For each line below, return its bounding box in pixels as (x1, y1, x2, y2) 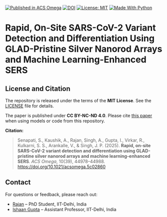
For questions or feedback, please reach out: (5, 191, 98, 197)
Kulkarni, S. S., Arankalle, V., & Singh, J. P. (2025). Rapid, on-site (17, 143, 151, 148)
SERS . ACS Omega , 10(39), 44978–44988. (17, 159, 106, 164)
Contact (5, 178, 31, 187)
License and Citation (5, 84, 71, 93)
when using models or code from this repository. (5, 118, 105, 124)
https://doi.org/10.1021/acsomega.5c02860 (17, 164, 106, 170)
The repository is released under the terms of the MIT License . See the (5, 98, 152, 103)
